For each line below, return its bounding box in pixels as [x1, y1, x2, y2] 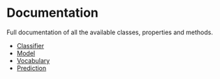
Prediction [16, 64, 47, 72]
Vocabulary [16, 56, 50, 64]
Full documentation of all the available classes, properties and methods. [6, 28, 214, 36]
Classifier [16, 41, 45, 50]
